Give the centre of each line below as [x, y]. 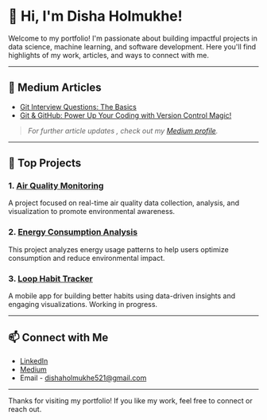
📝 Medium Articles [55, 88]
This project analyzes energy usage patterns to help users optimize [118, 249]
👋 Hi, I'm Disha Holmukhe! [95, 16]
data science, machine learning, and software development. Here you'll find [132, 46]
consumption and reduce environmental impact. [87, 258]
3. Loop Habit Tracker [50, 278]
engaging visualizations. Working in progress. [83, 305]
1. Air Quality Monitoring [56, 186]
